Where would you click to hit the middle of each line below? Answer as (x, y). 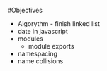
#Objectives (25, 10)
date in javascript (43, 31)
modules (30, 39)
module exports (51, 46)
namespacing (38, 53)
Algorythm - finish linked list (59, 24)
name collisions (40, 61)
